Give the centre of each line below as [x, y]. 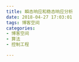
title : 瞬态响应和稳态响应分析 [39, 12]
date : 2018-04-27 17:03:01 [39, 17]
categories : [21, 28]
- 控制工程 [18, 45]
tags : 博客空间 [23, 22]
